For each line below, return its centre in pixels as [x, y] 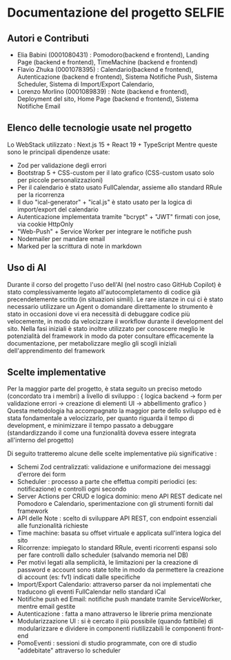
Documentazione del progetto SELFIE [116, 13]
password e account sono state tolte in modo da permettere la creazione [120, 570]
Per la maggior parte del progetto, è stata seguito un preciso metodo [104, 389]
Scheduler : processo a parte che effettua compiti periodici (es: [107, 482]
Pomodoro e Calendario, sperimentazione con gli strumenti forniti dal [115, 504]
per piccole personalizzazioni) [60, 180]
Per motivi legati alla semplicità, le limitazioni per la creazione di [108, 563]
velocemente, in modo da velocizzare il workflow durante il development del [115, 321]
